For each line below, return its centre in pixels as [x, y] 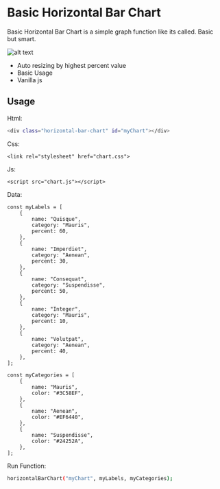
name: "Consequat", [60, 279]
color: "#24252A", [58, 441]
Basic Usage [35, 73]
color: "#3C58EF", [58, 393]
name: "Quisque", [56, 219]
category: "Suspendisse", [69, 285]
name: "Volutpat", [58, 339]
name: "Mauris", [55, 387]
